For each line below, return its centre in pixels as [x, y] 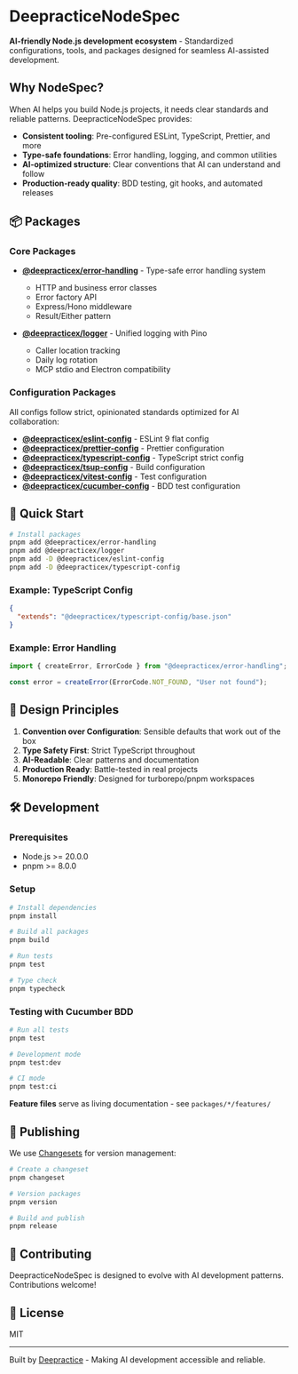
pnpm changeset [37, 1178]
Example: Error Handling [63, 648]
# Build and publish [47, 1218]
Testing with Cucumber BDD [71, 1011]
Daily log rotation [67, 360]
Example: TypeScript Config [71, 590]
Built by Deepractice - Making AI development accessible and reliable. [137, 1359]
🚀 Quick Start [47, 514]
